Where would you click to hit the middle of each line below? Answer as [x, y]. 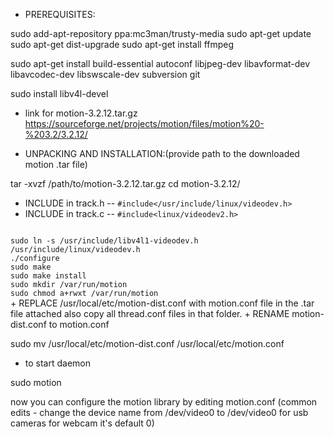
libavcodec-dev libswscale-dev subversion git [105, 74]
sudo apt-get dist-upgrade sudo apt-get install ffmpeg [122, 44]
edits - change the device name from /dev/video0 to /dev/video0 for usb [159, 412]
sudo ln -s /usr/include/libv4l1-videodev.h [104, 241]
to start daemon [58, 363]
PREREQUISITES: [60, 14]
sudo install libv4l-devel [59, 93]
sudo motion [36, 382]
